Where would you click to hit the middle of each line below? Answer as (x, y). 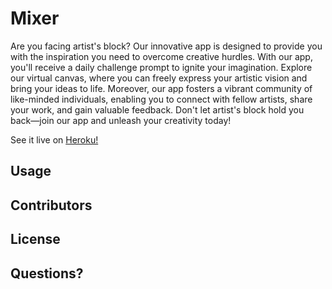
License (35, 239)
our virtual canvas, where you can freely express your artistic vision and (159, 78)
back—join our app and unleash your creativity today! (121, 120)
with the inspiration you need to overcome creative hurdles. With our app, (161, 56)
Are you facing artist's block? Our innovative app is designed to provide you (166, 46)
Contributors (51, 205)
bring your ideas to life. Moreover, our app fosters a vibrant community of (161, 88)
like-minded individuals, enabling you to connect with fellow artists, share (161, 99)
